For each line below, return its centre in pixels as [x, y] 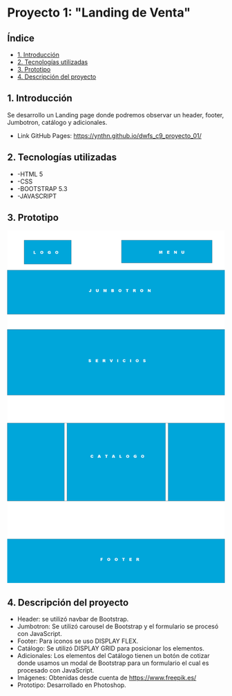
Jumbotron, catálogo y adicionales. [57, 122]
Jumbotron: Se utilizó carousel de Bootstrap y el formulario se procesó [118, 626]
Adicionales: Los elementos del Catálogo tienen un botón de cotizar [114, 656]
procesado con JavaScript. [56, 670]
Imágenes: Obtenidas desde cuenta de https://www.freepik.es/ [107, 678]
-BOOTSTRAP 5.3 [42, 188]
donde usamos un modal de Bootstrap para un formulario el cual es [113, 663]
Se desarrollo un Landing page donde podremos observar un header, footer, [116, 115]
